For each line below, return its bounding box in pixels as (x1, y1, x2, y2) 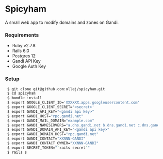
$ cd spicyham (7, 91, 36, 96)
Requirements (5, 32, 39, 38)
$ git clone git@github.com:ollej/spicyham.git (7, 87, 105, 91)
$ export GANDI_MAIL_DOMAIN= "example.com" (7, 118, 95, 123)
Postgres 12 (12, 53, 36, 59)
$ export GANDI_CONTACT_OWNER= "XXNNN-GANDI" (7, 141, 98, 146)
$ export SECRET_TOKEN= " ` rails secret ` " (7, 145, 90, 150)
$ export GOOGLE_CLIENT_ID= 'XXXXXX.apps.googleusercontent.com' (7, 100, 140, 105)
